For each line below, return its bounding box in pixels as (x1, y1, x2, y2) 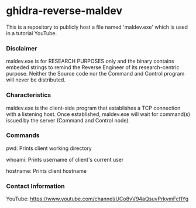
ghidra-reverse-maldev (6, 4, 123, 18)
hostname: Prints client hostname (6, 167, 87, 174)
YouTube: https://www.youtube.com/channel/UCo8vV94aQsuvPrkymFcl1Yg (6, 195, 189, 203)
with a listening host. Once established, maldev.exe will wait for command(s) (6, 110, 191, 118)
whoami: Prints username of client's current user (6, 156, 124, 163)
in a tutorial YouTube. (6, 29, 57, 36)
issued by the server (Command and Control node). (6, 117, 130, 124)
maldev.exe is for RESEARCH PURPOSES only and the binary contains (6, 57, 174, 65)
